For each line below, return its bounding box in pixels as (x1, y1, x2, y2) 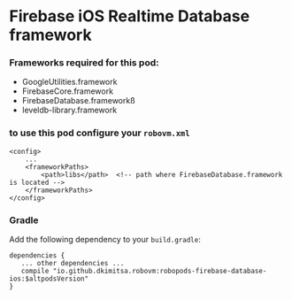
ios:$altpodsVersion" (9, 274, 89, 284)
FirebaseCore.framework (21, 86, 113, 96)
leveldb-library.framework (21, 104, 118, 116)
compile (20, 267, 50, 276)
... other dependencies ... (20, 259, 125, 268)
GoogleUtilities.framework (21, 77, 118, 88)
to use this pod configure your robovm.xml (9, 126, 190, 139)
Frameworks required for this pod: (9, 57, 159, 69)
